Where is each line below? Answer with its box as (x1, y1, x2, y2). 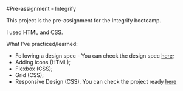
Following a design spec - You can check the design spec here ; (15, 52, 174, 59)
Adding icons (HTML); (15, 59, 71, 66)
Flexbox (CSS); (15, 65, 53, 72)
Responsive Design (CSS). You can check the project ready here (15, 78, 177, 85)
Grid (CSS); (15, 72, 44, 78)
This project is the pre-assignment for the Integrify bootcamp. (6, 17, 162, 24)
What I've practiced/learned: (6, 41, 78, 47)
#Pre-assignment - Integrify (6, 5, 76, 12)
